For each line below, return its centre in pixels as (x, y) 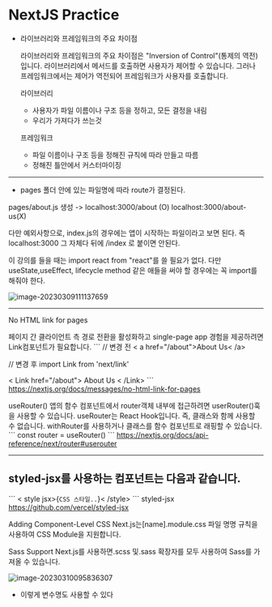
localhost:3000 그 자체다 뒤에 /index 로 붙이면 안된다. (94, 243)
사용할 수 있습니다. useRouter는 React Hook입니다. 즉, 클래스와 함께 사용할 (136, 416)
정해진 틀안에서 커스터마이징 (76, 165)
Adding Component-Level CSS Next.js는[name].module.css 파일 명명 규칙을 (133, 524)
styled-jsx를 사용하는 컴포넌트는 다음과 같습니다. (125, 479)
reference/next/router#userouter (63, 443)
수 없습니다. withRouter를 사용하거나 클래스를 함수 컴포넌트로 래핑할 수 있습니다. (135, 425)
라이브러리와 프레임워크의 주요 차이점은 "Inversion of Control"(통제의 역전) (139, 55)
